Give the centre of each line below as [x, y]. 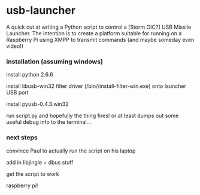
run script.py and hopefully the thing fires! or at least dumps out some [93, 116]
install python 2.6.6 [30, 75]
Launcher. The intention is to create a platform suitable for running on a [94, 33]
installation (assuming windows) [55, 62]
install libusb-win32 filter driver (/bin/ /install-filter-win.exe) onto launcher [96, 86]
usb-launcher [41, 10]
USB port [17, 93]
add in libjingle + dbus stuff [40, 162]
